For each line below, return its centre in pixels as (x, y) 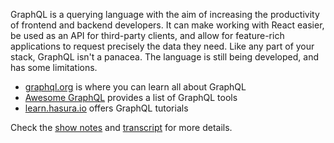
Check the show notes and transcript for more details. (121, 127)
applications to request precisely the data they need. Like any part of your (162, 46)
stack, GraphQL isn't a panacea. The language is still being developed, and (164, 57)
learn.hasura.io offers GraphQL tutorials (106, 108)
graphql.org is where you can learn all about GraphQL (135, 87)
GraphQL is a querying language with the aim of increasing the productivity (165, 14)
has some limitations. (54, 67)
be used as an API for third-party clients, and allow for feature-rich (147, 35)
